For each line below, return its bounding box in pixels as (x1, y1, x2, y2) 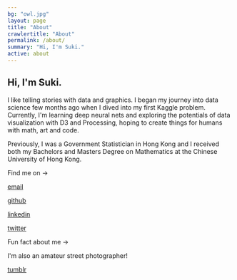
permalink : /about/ (7, 37, 66, 44)
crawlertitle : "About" (7, 30, 75, 38)
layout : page (7, 17, 46, 24)
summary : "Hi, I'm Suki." (7, 43, 84, 51)
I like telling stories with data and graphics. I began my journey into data (7, 95, 219, 104)
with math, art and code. (7, 125, 80, 134)
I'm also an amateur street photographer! (7, 251, 128, 260)
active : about (7, 51, 50, 58)
